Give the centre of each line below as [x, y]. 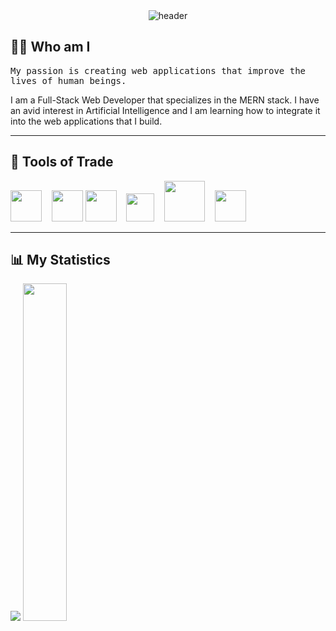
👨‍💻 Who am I [50, 47]
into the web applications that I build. [86, 121]
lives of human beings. [68, 80]
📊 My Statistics [60, 260]
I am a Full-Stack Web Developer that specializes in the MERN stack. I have [165, 100]
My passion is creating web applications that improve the [158, 70]
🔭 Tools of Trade [62, 162]
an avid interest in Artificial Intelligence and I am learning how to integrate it [165, 110]
